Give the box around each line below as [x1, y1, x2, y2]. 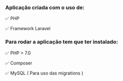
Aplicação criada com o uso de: [5, 4, 85, 11]
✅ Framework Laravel [5, 26, 51, 32]
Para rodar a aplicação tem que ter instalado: [5, 38, 118, 45]
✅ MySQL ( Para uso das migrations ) [5, 70, 84, 76]
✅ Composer [5, 60, 33, 66]
